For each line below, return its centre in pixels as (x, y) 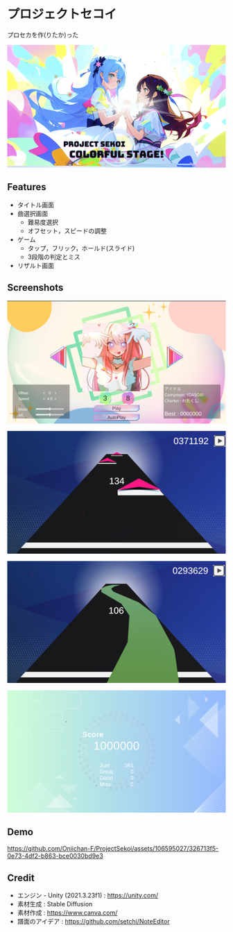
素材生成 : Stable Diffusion (55, 904)
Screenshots (35, 288)
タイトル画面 (35, 205)
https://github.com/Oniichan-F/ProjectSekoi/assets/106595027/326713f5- (113, 849)
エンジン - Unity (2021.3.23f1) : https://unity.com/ (87, 895)
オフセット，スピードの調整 (67, 230)
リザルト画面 (35, 265)
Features (27, 187)
